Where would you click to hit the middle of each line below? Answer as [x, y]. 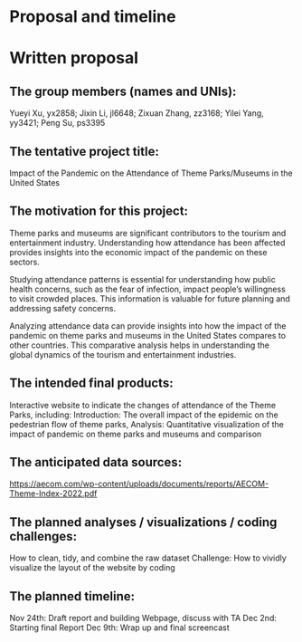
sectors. [25, 262]
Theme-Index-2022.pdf [53, 493]
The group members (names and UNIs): [123, 91]
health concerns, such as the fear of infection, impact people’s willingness [148, 289]
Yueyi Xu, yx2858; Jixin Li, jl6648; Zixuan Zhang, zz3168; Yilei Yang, [137, 113]
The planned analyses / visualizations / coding [143, 522]
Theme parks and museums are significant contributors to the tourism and [148, 233]
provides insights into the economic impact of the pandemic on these [138, 252]
